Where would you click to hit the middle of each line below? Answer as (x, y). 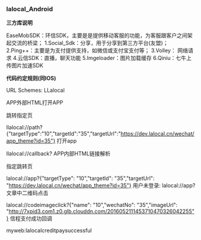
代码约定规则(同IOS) (31, 78)
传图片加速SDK (25, 65)
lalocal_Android (29, 9)
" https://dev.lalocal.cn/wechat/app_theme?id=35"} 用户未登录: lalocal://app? (101, 185)
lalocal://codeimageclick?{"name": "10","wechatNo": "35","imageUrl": (92, 205)
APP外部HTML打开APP (35, 103)
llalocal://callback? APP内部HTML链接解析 (58, 154)
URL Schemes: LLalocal (35, 90)
